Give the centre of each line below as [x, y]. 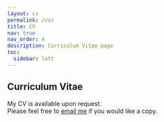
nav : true [22, 33]
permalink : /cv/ [31, 20]
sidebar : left [34, 59]
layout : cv [23, 14]
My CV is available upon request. [55, 103]
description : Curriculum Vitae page [60, 46]
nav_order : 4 [26, 40]
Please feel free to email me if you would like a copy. [82, 111]
